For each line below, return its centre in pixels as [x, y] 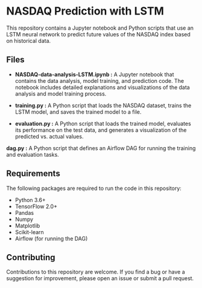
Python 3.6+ [30, 200]
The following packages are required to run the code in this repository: [94, 188]
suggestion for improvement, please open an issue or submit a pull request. [100, 278]
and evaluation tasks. [33, 154]
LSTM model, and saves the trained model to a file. [78, 112]
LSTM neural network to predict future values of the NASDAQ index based [99, 34]
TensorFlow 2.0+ [36, 206]
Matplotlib [27, 226]
